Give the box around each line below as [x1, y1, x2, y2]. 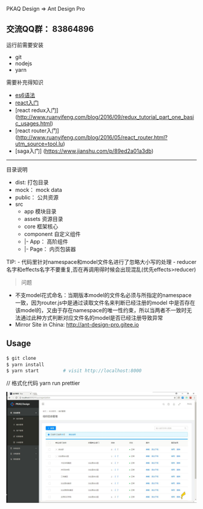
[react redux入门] [14, 106, 59, 114]
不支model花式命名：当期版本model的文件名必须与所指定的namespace [14, 291, 192, 298]
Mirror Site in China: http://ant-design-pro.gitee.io [14, 321, 139, 328]
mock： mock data [14, 186, 62, 193]
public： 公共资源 [14, 193, 59, 201]
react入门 [14, 99, 39, 106]
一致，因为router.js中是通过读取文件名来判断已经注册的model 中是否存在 [14, 299, 196, 306]
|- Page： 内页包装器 [24, 245, 77, 252]
